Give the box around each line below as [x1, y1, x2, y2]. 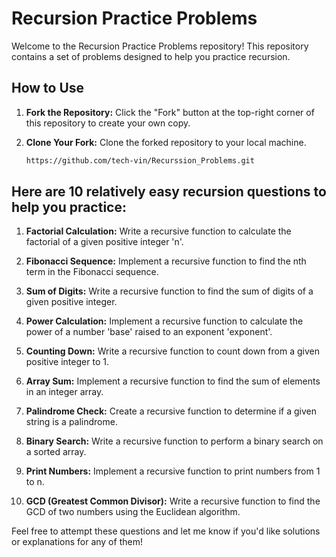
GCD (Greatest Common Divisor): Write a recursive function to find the [25, 495, 321, 507]
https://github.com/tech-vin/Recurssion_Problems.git [25, 155, 255, 166]
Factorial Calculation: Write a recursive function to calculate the [25, 225, 292, 237]
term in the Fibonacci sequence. [25, 266, 159, 278]
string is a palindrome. [25, 416, 118, 428]
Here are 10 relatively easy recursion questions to [11, 183, 327, 201]
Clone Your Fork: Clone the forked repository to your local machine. [25, 136, 307, 148]
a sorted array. [25, 446, 87, 458]
